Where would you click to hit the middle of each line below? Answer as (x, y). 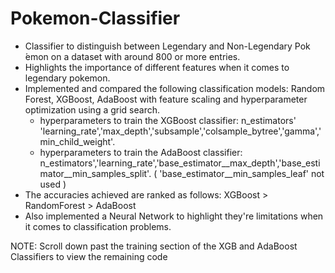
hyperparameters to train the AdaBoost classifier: (141, 152)
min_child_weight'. (77, 141)
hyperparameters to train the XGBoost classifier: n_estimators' (168, 120)
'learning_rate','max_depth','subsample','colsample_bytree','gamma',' (180, 131)
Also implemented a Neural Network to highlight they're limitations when (174, 216)
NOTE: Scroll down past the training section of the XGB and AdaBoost (154, 246)
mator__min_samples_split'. (95, 173)
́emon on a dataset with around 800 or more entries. (132, 56)
